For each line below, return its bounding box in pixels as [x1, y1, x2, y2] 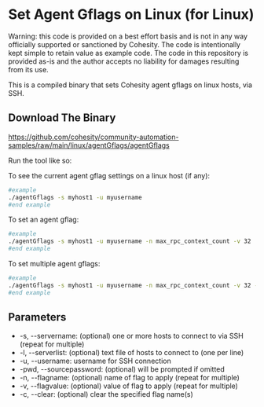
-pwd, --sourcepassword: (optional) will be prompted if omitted [19, 365, 225, 374]
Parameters [8, 310, 67, 324]
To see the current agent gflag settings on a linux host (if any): [8, 170, 211, 180]
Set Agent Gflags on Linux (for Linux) [8, 5, 255, 24]
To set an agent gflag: [8, 214, 79, 225]
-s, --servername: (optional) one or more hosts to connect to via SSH [19, 332, 244, 341]
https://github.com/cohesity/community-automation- [8, 132, 179, 141]
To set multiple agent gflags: [8, 259, 101, 268]
